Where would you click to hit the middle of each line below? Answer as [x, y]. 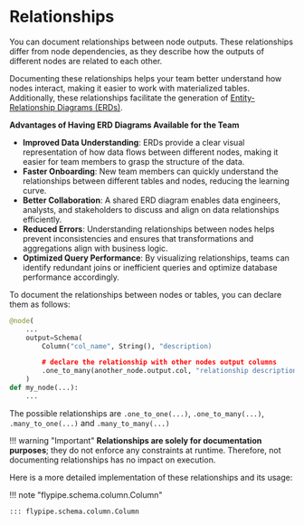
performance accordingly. [71, 277]
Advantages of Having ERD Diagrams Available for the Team [124, 125]
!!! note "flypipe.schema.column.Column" [86, 494]
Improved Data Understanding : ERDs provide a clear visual [133, 142]
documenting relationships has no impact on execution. [113, 460]
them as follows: [40, 304]
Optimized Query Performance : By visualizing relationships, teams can [156, 258]
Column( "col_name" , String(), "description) [127, 346]
